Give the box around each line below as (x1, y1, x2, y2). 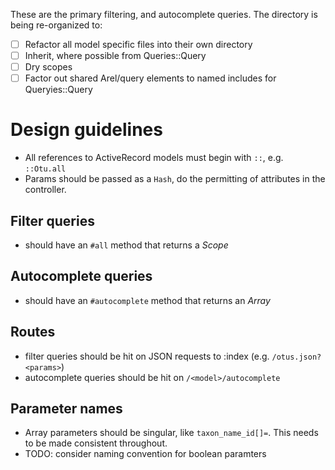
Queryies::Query (24, 84, 93, 96)
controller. (24, 184, 67, 196)
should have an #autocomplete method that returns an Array (24, 294, 271, 306)
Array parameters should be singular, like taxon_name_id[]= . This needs (24, 427, 319, 439)
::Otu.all (24, 164, 67, 174)
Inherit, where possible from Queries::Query (24, 50, 207, 62)
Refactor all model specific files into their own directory (24, 39, 253, 50)
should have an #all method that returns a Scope (24, 239, 229, 251)
